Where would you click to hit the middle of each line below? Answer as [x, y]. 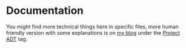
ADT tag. [17, 39]
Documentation [45, 11]
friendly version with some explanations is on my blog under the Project [93, 32]
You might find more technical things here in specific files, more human [92, 27]
